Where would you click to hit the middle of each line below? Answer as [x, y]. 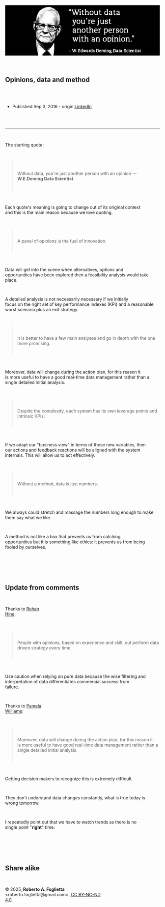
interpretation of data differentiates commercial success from [67, 682]
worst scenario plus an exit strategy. [42, 309]
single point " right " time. [30, 827]
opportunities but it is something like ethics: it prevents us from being [75, 542]
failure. [12, 687]
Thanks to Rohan [22, 609]
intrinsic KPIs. [31, 416]
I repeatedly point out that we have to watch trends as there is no [71, 822]
